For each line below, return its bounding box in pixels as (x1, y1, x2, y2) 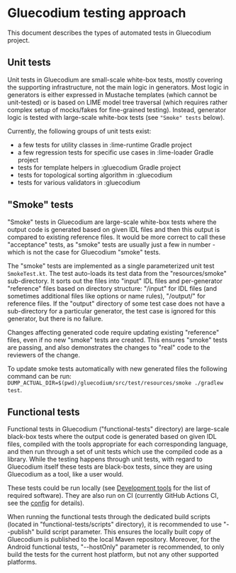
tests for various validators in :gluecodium (17, 178, 140, 187)
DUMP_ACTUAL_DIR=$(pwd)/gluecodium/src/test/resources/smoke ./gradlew (7, 379, 223, 386)
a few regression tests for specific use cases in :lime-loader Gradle (17, 148, 214, 157)
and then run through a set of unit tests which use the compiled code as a (7, 447, 223, 456)
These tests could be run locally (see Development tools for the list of (7, 484, 210, 492)
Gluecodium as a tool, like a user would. (7, 470, 124, 479)
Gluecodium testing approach (7, 5, 186, 21)
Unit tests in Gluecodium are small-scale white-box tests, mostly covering (7, 75, 223, 84)
